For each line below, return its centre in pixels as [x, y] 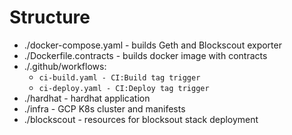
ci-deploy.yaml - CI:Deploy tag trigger [124, 88]
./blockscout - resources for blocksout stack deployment [141, 119]
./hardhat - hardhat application [87, 98]
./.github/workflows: [65, 66]
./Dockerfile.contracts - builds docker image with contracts [145, 55]
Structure [50, 17]
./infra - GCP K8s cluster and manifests [104, 108]
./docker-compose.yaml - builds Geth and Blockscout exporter [152, 45]
